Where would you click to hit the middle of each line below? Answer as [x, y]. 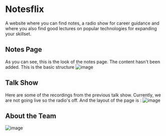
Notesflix [25, 9]
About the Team [31, 116]
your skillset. [18, 34]
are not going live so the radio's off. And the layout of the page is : [73, 100]
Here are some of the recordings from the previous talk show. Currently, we [83, 95]
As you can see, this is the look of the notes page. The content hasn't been [83, 62]
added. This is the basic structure [40, 67]
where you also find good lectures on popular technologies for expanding [81, 28]
